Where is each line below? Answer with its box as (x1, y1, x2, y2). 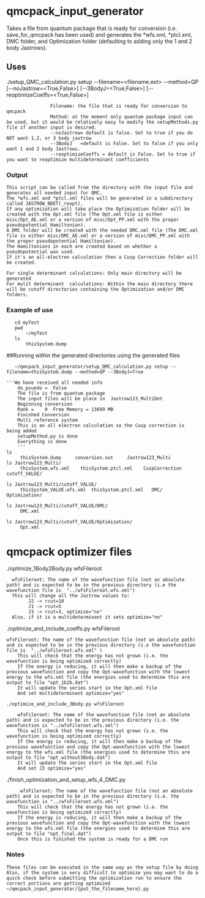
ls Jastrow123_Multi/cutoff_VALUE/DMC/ (6, 503, 108, 509)
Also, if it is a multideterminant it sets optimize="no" (12, 614, 163, 621)
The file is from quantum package (17, 391, 105, 397)
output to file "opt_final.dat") (6, 831, 92, 837)
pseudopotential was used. (6, 249, 75, 255)
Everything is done (17, 439, 67, 445)
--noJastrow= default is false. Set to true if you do (50, 130, 193, 136)
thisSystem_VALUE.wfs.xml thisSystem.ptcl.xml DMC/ (20, 487, 163, 493)
